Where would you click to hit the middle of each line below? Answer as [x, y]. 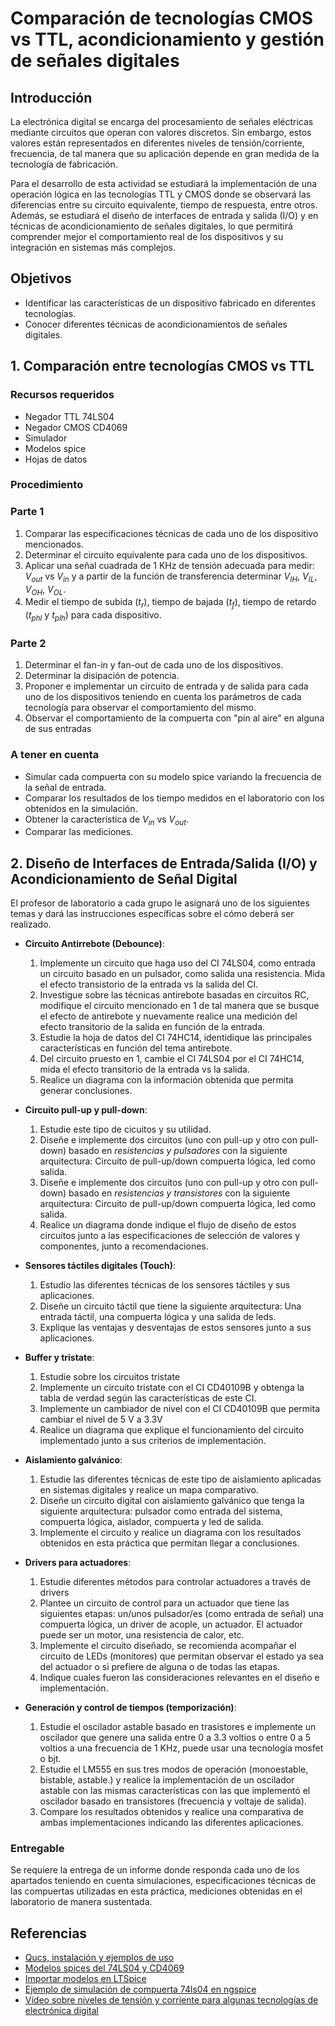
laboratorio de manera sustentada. [81, 1902]
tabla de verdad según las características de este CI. [148, 1398]
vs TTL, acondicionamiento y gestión [167, 39]
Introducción [51, 97]
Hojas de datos [56, 459]
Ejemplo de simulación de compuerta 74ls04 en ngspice [140, 1989]
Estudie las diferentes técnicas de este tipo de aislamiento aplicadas [180, 1479]
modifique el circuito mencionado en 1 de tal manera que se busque [179, 1006]
